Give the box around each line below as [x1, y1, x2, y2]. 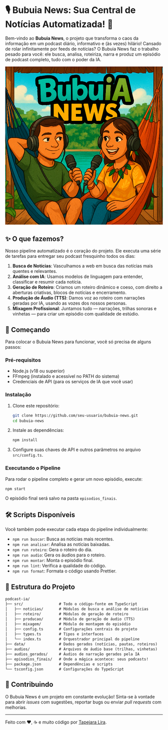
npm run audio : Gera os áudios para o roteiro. [12, 552, 106, 558]
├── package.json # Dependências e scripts [5, 662, 113, 667]
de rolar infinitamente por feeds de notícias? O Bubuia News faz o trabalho [5, 46, 159, 52]
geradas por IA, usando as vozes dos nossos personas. [12, 300, 127, 307]
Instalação [5, 391, 31, 398]
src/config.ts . [12, 452, 43, 458]
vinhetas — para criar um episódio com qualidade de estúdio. [12, 311, 139, 317]
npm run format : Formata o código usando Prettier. [12, 568, 116, 574]
